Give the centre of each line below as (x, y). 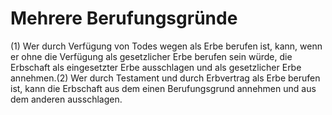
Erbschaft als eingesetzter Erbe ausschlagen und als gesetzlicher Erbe (156, 67)
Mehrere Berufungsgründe (124, 18)
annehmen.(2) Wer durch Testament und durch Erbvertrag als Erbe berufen (165, 78)
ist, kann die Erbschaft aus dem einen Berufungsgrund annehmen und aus (163, 88)
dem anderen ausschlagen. (66, 99)
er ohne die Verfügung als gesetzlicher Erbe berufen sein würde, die (151, 56)
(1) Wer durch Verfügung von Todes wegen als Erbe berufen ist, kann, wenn (166, 46)
